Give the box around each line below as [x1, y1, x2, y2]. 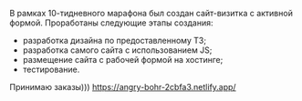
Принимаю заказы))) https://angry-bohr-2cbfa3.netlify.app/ [9, 82, 236, 92]
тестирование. [22, 64, 80, 75]
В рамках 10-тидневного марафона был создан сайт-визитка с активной [9, 8, 294, 18]
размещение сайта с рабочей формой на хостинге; [22, 55, 224, 65]
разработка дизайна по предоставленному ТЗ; [22, 35, 207, 45]
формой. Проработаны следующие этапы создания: [9, 17, 213, 28]
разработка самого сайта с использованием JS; [22, 45, 213, 56]
